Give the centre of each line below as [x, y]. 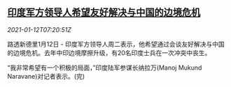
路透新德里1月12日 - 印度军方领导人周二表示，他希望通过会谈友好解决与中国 [116, 44]
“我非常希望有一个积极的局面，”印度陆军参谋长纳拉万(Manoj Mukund [105, 68]
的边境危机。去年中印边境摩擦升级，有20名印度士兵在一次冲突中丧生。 [109, 53]
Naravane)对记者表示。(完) [46, 76]
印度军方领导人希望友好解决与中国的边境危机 [104, 13]
